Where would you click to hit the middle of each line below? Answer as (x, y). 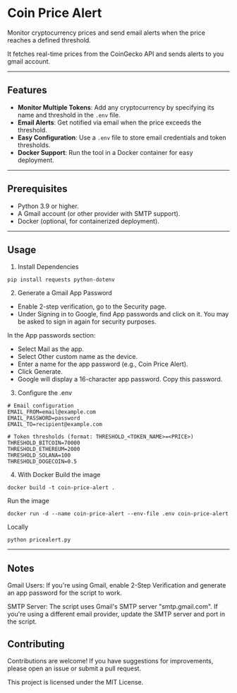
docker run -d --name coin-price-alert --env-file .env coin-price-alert (118, 514)
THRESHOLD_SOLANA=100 (39, 456)
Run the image (28, 501)
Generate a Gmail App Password (65, 293)
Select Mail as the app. (51, 349)
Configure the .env (45, 393)
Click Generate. (40, 372)
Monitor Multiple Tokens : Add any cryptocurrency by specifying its (116, 107)
